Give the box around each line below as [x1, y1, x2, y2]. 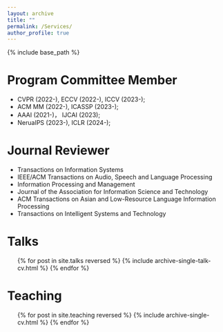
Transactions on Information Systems [17, 166, 124, 174]
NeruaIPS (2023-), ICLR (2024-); [17, 119, 111, 127]
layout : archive [7, 10, 54, 17]
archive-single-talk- [154, 257, 211, 265]
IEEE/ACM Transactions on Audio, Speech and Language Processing [17, 173, 213, 182]
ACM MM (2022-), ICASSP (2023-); [17, 103, 119, 111]
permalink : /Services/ [7, 23, 72, 30]
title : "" [7, 17, 36, 23]
